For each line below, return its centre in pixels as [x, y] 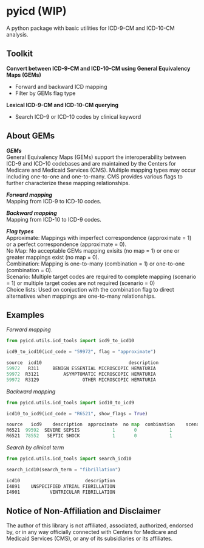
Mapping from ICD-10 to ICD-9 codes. [54, 219]
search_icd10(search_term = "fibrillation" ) [63, 469]
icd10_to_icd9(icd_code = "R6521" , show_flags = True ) [77, 413]
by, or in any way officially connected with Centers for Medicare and [92, 532]
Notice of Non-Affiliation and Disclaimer [83, 511]
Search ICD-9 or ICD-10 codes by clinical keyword [78, 116]
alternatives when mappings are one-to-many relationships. [81, 296]
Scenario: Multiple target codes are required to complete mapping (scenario [101, 276]
